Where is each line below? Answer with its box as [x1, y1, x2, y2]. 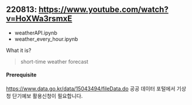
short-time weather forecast [20, 58, 89, 65]
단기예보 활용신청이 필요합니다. [12, 93, 83, 100]
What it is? [6, 47, 32, 54]
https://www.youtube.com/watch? [38, 5, 169, 15]
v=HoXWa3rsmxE [6, 14, 73, 24]
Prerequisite [6, 71, 37, 78]
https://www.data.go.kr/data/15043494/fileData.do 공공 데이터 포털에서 [6, 85, 176, 92]
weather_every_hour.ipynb [14, 35, 78, 43]
